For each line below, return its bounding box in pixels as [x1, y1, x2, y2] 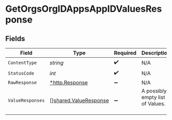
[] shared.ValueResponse [49, 97, 109, 104]
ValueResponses [8, 98, 45, 103]
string [49, 59, 64, 66]
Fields [5, 34, 26, 43]
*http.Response [49, 79, 88, 86]
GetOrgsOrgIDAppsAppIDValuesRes [5, 3, 162, 15]
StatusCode [8, 70, 34, 76]
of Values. [141, 100, 165, 107]
